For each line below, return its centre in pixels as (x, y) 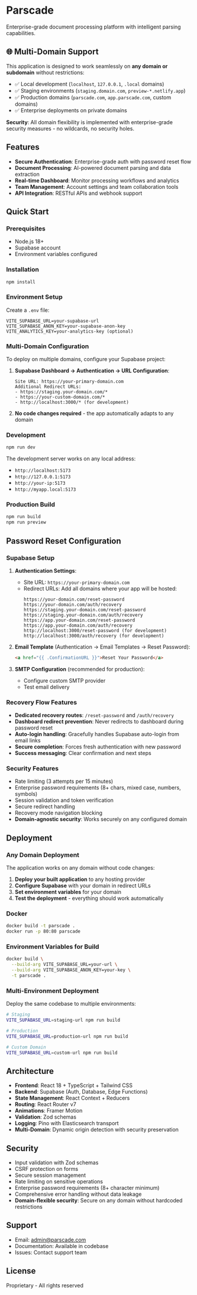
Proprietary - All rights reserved (45, 1285)
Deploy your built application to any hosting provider (80, 879)
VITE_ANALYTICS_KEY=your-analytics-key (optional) (70, 331)
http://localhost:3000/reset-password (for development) (95, 630)
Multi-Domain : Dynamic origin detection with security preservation (97, 1130)
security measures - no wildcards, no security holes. (70, 128)
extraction (27, 174)
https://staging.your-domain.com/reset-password (85, 609)
